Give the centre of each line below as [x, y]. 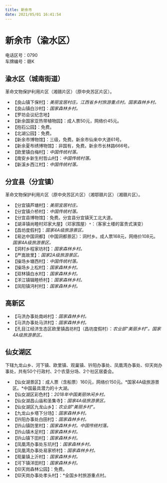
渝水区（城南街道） [35, 78]
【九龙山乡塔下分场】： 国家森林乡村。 [51, 413]
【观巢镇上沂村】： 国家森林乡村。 [46, 457]
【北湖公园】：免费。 [33, 133]
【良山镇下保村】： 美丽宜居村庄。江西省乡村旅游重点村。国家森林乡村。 [85, 102]
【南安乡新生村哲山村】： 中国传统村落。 [53, 158]
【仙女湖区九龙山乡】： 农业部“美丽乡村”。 [55, 407]
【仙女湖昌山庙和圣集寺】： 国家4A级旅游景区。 [60, 400]
